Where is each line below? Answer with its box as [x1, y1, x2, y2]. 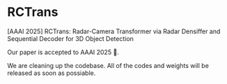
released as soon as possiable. [7, 69, 96, 77]
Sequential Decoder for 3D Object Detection [7, 34, 134, 42]
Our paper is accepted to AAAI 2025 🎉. [7, 48, 120, 56]
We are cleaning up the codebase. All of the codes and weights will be [7, 61, 209, 69]
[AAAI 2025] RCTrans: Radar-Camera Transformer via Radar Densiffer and [7, 27, 221, 35]
